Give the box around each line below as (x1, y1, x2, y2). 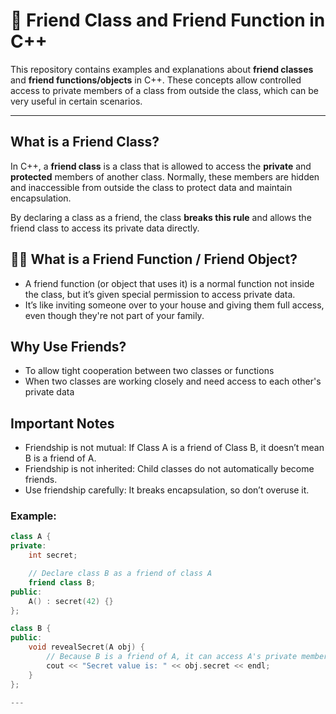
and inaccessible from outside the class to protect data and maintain (10, 181, 293, 193)
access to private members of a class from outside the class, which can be (10, 84, 320, 96)
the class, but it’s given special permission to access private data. (24, 288, 296, 300)
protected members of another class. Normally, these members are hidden (10, 170, 320, 183)
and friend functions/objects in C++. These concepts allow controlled (10, 74, 302, 86)
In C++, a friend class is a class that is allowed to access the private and (10, 160, 312, 172)
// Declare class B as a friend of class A (28, 569, 213, 579)
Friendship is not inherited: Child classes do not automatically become (24, 463, 315, 475)
